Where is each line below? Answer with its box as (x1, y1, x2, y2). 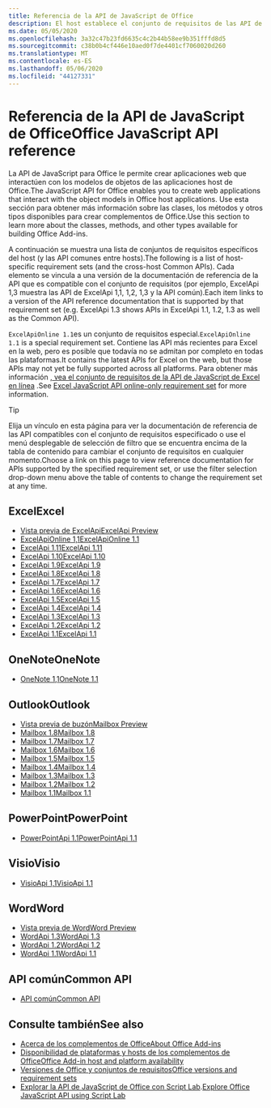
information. (8, 389, 49, 399)
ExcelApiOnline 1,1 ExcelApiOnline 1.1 (19, 534, 140, 544)
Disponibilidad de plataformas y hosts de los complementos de (19, 1047, 231, 1058)
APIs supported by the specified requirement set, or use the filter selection (8, 464, 257, 473)
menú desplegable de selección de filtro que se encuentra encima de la (8, 438, 248, 447)
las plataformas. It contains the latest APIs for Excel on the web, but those (8, 354, 252, 365)
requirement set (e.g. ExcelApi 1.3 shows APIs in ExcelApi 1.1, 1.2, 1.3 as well (8, 305, 260, 314)
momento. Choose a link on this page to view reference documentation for (8, 455, 254, 464)
